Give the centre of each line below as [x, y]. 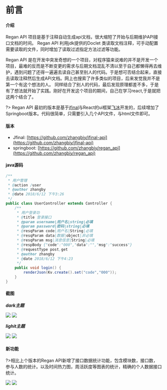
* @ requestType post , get [42, 249]
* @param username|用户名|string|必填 [55, 222]
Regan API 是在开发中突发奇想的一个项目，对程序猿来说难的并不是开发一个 [82, 60]
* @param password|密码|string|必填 [53, 226]
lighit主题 [15, 326]
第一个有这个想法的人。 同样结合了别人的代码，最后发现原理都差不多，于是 [82, 85]
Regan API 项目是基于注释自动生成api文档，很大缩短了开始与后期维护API [80, 37]
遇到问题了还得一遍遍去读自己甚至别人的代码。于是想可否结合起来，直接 [88, 72]
